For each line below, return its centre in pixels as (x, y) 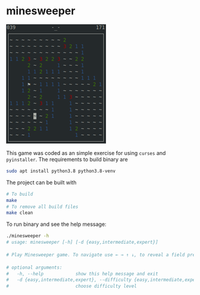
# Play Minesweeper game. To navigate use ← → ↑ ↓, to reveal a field (96, 254)
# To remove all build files (42, 207)
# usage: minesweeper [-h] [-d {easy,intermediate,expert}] (82, 243)
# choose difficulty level (71, 286)
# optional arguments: (34, 267)
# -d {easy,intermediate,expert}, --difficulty (69, 280)
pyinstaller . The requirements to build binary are (67, 159)
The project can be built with (41, 182)
